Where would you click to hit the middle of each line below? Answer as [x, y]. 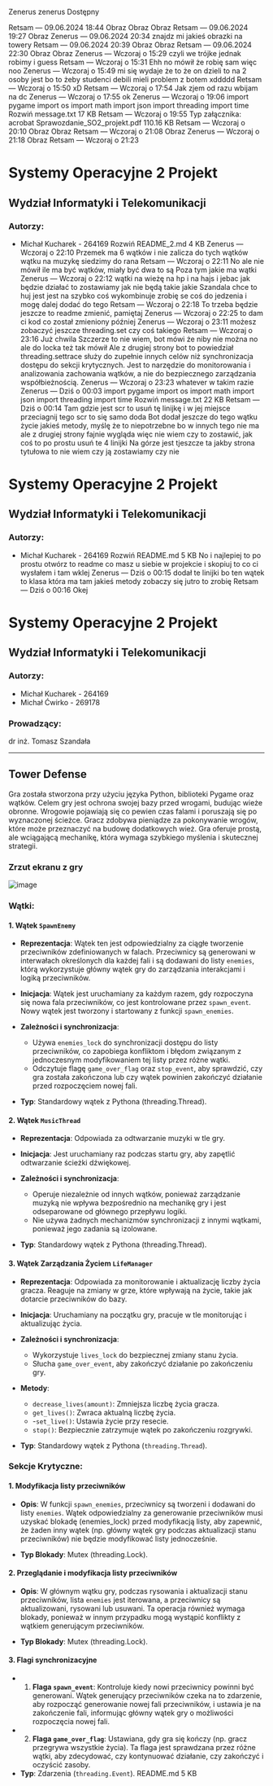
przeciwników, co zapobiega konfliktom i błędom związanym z [137, 1051]
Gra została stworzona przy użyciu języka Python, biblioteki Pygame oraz [131, 794]
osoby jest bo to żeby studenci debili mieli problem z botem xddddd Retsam [135, 79]
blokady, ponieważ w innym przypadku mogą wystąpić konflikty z [130, 1617]
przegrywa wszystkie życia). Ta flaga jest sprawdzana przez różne [144, 1748]
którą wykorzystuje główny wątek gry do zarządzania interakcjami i [133, 969]
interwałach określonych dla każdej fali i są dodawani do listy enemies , [137, 961]
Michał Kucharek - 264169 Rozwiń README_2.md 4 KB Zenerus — [132, 244]
